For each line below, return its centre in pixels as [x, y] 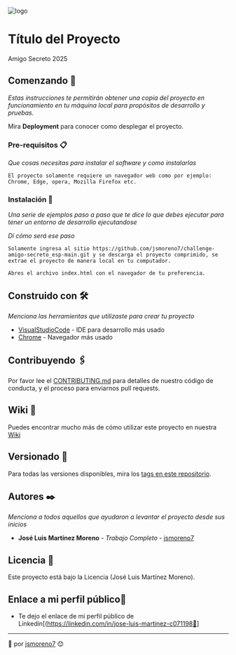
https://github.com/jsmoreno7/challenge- [154, 249]
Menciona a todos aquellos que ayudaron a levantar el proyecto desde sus [117, 517]
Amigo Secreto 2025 [38, 58]
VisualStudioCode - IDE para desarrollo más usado [91, 330]
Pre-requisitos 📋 [37, 145]
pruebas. [21, 112]
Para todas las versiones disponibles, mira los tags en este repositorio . [110, 474]
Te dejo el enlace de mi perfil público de [76, 616]
